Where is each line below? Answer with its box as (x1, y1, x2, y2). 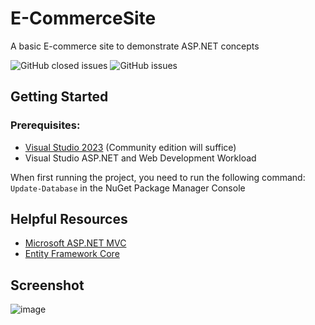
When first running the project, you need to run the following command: (10, 171, 306, 183)
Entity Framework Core (24, 248, 120, 260)
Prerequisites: (10, 118, 81, 132)
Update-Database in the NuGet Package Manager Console (10, 182, 246, 194)
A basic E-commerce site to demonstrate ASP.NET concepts (10, 40, 260, 52)
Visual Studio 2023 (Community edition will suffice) (24, 141, 237, 153)
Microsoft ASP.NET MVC (24, 237, 127, 249)
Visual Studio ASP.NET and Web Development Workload (24, 152, 257, 164)
